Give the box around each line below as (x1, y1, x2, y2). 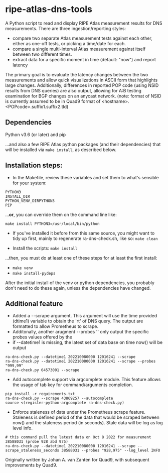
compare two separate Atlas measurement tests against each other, (12, 35, 153, 41)
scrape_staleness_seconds (5, 448, 59, 453)
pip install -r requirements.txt (5, 392, 75, 397)
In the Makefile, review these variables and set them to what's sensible (12, 174, 159, 180)
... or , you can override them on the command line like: (5, 211, 117, 217)
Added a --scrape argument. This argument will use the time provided (12, 313, 157, 319)
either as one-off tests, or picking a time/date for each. (12, 40, 126, 46)
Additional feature (5, 299, 63, 308)
